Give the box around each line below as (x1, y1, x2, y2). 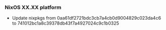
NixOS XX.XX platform (5, 4, 62, 11)
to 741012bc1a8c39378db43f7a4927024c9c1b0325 (12, 20, 120, 26)
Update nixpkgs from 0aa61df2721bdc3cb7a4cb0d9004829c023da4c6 (12, 15, 161, 21)
